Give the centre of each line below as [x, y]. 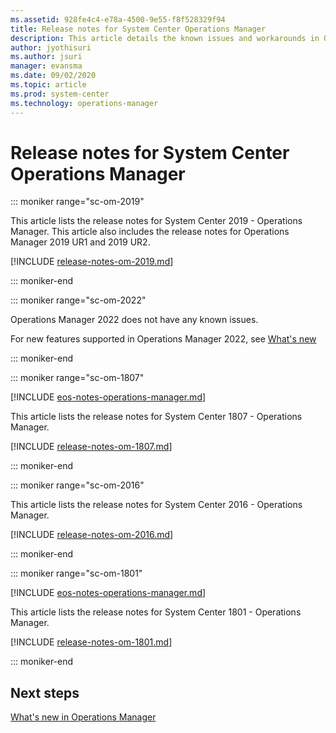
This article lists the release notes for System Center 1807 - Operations [156, 417]
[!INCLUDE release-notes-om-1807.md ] [91, 447]
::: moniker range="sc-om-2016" [77, 485]
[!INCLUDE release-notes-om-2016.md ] [92, 535]
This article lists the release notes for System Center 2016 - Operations [156, 505]
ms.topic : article [48, 85]
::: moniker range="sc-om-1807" [77, 378]
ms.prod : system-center [60, 94]
